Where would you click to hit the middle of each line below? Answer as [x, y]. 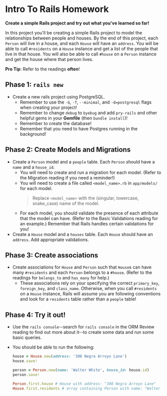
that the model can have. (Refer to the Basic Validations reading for [89, 218]
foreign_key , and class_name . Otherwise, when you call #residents [88, 288]
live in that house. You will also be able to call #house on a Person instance [81, 54]
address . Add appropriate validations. [50, 239]
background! [33, 134]
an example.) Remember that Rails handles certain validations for [87, 223]
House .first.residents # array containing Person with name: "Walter [86, 388]
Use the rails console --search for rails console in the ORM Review [83, 327]
